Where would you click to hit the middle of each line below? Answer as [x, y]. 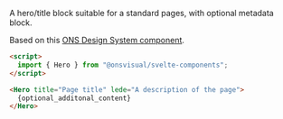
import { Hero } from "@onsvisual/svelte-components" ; [123, 65]
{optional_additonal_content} [74, 98]
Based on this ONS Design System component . [97, 40]
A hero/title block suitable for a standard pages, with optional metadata [141, 13]
